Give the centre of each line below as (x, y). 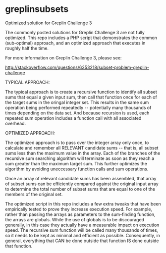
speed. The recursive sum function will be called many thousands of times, (82, 230)
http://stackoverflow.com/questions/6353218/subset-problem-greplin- (77, 67)
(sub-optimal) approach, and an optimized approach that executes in (75, 43)
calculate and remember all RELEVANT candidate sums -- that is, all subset (82, 148)
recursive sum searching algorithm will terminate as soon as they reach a (80, 158)
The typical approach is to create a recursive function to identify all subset (81, 92)
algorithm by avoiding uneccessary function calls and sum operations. (77, 169)
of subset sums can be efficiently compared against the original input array (82, 184)
